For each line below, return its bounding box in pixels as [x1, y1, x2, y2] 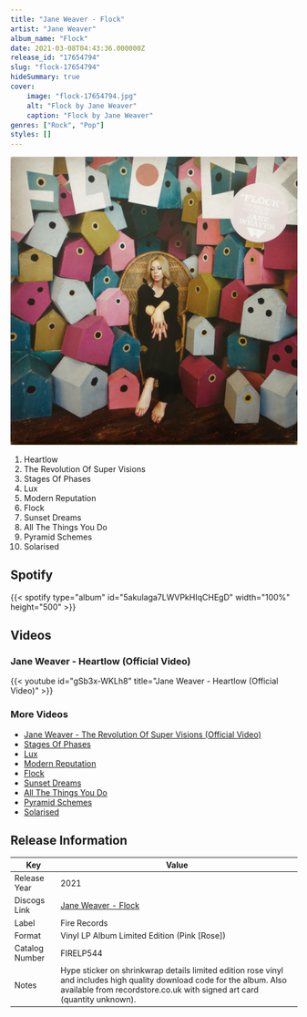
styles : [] [10, 130, 52, 139]
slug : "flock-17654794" [10, 63, 101, 72]
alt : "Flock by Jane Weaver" [26, 101, 138, 110]
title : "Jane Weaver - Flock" [10, 15, 126, 24]
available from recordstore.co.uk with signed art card [59, 984, 259, 995]
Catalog [14, 943, 44, 954]
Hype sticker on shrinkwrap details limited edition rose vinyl [59, 965, 283, 976]
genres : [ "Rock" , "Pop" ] [10, 120, 105, 129]
